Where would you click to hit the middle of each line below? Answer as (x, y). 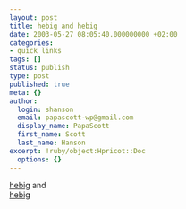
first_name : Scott (52, 135)
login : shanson (46, 109)
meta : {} (25, 92)
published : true (39, 84)
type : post (30, 76)
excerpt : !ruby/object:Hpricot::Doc (77, 151)
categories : (31, 43)
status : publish (39, 68)
